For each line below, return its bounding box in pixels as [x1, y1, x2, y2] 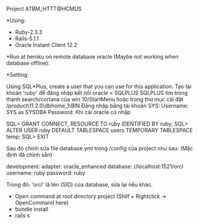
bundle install [14, 205, 49, 213]
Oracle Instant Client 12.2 [14, 42, 78, 48]
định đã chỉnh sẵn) [6, 151, 53, 158]
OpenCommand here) [14, 199, 69, 206]
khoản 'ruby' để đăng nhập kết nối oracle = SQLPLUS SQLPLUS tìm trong [6, 89, 188, 96]
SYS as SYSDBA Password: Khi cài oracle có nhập [6, 109, 131, 115]
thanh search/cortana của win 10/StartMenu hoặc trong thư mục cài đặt [6, 96, 183, 103]
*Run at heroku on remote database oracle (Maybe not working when [6, 53, 179, 60]
